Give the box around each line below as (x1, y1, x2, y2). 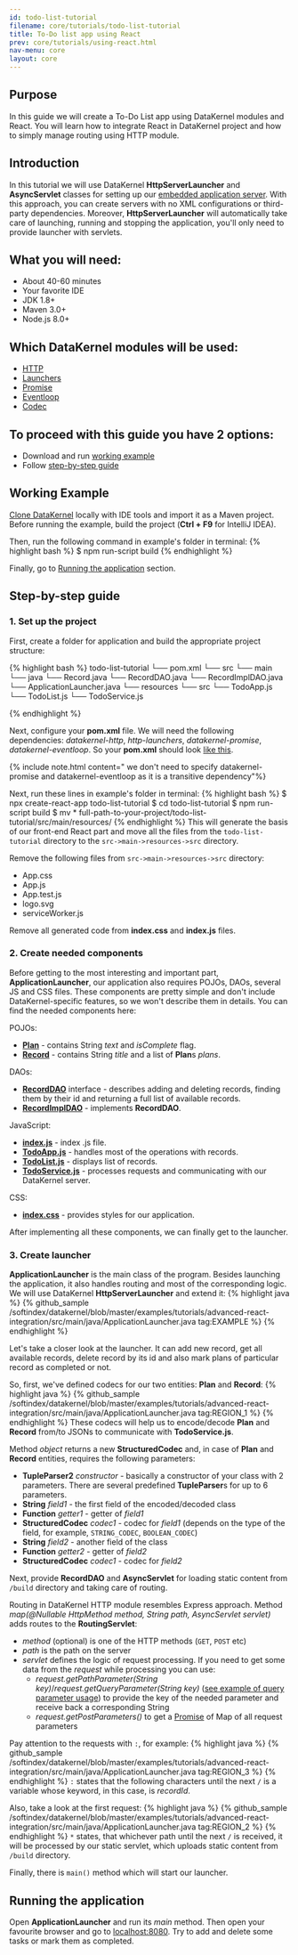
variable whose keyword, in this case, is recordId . (9, 1786, 191, 1797)
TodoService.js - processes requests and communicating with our (21, 1165, 267, 1176)
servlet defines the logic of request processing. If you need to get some (21, 1655, 286, 1666)
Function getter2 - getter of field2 (21, 1546, 148, 1557)
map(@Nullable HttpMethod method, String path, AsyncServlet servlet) (9, 1609, 271, 1620)
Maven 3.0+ (21, 304, 67, 315)
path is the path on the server (21, 1645, 132, 1656)
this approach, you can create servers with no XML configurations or (9, 198, 262, 209)
